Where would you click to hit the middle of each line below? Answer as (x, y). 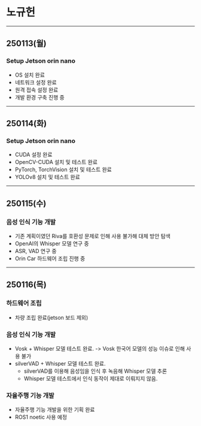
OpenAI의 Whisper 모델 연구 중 (52, 244)
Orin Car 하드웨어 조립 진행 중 (50, 258)
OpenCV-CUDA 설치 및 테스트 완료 (56, 162)
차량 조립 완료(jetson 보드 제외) (51, 317)
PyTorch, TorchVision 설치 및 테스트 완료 (63, 170)
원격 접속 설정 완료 (36, 90)
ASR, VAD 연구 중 (36, 251)
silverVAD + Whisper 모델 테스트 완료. (60, 363)
